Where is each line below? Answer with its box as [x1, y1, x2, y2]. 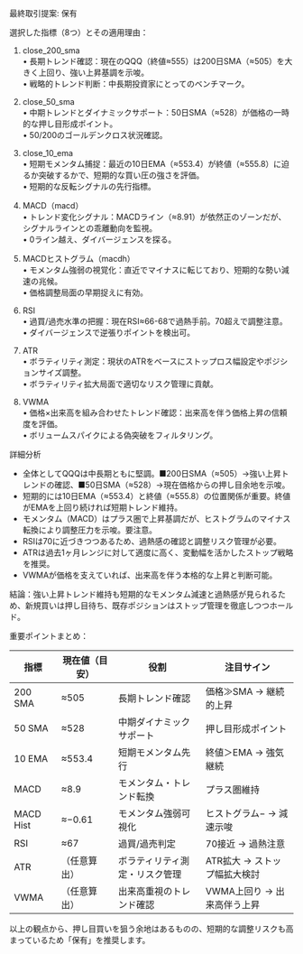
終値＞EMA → [206, 746, 264, 758]
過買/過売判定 [117, 838, 176, 850]
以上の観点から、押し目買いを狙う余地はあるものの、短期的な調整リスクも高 [9, 923, 294, 934]
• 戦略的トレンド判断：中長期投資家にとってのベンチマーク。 [22, 79, 250, 88]
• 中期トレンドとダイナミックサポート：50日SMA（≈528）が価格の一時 [22, 107, 290, 117]
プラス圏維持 [206, 783, 260, 796]
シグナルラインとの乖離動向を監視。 [22, 223, 158, 233]
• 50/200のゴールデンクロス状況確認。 [22, 130, 168, 140]
